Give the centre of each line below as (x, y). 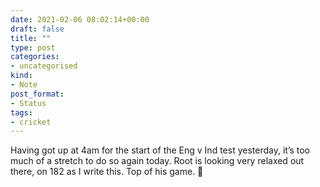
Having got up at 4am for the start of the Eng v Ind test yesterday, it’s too (160, 150)
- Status (28, 103)
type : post (33, 47)
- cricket (31, 122)
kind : (21, 76)
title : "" (31, 38)
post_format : (37, 94)
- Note (24, 85)
